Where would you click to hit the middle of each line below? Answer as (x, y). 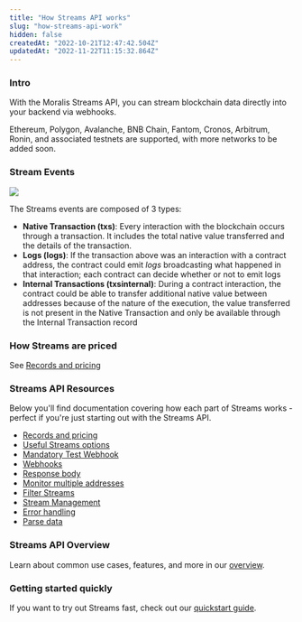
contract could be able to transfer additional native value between (145, 293)
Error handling (49, 512)
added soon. (33, 149)
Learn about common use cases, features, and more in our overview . (137, 564)
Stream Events (42, 172)
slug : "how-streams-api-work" (66, 26)
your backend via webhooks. (63, 112)
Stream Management (61, 503)
